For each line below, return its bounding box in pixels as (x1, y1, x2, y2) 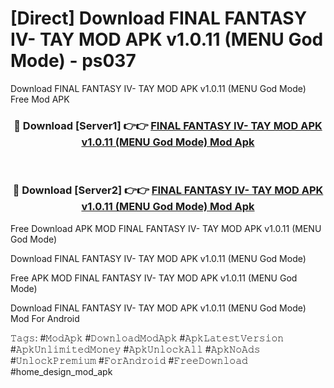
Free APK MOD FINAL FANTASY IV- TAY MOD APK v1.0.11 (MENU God (10, 272, 298, 284)
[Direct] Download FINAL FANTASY (10, 7, 308, 30)
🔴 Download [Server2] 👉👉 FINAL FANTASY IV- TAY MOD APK (12, 183, 324, 197)
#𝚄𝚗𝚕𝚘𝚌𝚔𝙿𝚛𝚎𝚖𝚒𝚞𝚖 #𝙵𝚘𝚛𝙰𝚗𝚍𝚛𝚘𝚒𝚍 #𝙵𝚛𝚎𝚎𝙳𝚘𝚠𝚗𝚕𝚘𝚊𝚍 (10, 354, 248, 366)
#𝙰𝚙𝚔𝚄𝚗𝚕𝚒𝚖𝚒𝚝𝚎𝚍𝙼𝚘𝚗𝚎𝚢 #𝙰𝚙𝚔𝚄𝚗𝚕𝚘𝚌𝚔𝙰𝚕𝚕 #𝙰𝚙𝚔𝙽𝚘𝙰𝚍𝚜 (10, 343, 261, 355)
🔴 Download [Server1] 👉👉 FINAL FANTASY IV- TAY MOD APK (13, 118, 323, 132)
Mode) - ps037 (10, 50, 137, 72)
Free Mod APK (10, 93, 70, 105)
